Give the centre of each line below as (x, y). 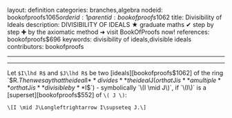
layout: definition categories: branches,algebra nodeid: (85, 10)
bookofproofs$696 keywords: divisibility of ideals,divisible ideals (99, 39)
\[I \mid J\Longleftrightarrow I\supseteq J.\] (77, 108)
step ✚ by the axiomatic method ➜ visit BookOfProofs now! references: (108, 32)
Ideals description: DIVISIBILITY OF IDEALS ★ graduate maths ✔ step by (110, 24)
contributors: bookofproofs (46, 47)
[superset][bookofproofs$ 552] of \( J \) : (67, 95)
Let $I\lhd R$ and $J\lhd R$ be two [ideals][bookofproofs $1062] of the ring (115, 73)
